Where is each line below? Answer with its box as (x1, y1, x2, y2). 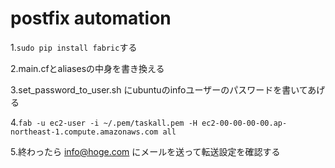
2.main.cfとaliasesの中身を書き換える (10, 62, 165, 74)
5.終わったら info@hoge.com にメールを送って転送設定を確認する (10, 145, 281, 157)
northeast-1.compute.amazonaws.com (10, 127, 159, 137)
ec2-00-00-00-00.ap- (201, 118, 288, 128)
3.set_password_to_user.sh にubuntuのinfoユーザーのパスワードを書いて (10, 83, 308, 96)
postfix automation (10, 7, 172, 30)
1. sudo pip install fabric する (10, 41, 138, 53)
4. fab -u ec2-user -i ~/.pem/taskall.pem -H (10, 116, 198, 128)
